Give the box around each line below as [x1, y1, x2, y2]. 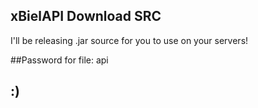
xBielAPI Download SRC [10, 8, 162, 25]
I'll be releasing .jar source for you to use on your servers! [10, 34, 249, 46]
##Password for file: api [10, 54, 109, 66]
